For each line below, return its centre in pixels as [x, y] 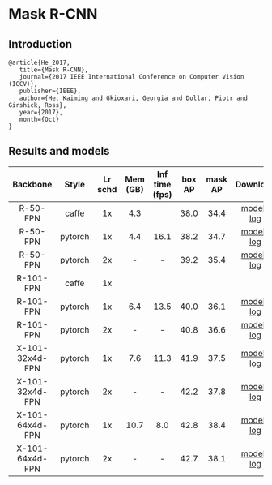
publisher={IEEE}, [50, 91]
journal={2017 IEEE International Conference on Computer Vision [132, 77]
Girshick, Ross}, [38, 105]
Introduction [40, 44]
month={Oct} [39, 119]
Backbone [32, 184]
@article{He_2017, [39, 62]
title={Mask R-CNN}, [54, 70]
